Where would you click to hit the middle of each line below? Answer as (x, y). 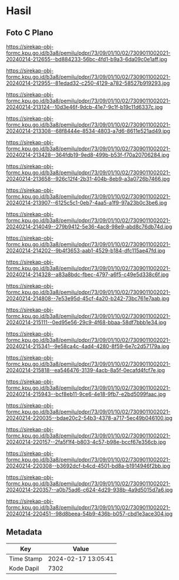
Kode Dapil (24, 568)
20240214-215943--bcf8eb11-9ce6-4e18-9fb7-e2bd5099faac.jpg (86, 394)
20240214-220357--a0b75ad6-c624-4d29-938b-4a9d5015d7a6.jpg (89, 490)
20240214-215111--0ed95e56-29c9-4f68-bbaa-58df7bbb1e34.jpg (86, 322)
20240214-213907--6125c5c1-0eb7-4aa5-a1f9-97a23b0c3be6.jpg (87, 203)
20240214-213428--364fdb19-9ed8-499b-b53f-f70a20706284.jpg (88, 155)
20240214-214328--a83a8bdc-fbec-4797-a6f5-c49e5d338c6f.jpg (87, 274)
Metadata (24, 532)
